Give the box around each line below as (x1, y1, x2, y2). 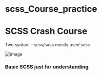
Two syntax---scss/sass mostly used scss (5, 42, 90, 48)
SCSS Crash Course (5, 26, 88, 37)
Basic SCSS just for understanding (5, 63, 89, 70)
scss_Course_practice (5, 3, 98, 15)
